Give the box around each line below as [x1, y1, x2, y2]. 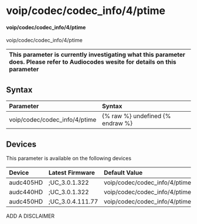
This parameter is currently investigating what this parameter [9, 51, 186, 59]
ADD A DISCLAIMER [6, 212, 55, 220]
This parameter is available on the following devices [6, 155, 132, 162]
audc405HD [9, 178, 43, 187]
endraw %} [101, 119, 133, 127]
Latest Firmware [48, 168, 96, 177]
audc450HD [9, 198, 43, 206]
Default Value [103, 168, 142, 177]
